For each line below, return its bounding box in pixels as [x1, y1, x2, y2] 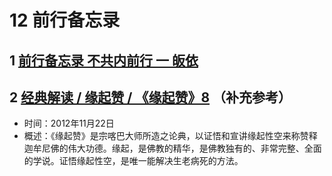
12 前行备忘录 [9, 9, 121, 32]
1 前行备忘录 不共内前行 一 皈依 [9, 52, 199, 69]
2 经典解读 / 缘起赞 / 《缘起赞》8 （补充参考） [9, 89, 292, 106]
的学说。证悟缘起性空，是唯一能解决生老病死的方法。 [23, 155, 244, 167]
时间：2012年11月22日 [23, 117, 115, 130]
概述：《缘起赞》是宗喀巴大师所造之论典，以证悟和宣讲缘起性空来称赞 [23, 130, 309, 142]
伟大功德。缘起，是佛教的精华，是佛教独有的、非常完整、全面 [67, 142, 322, 155]
